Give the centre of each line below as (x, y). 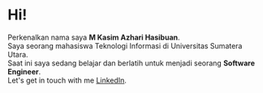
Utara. (18, 54)
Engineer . (24, 71)
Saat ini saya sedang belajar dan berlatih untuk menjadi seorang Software (131, 63)
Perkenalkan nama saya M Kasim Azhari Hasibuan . (94, 37)
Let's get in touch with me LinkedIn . (67, 80)
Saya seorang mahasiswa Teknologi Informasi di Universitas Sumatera (125, 45)
